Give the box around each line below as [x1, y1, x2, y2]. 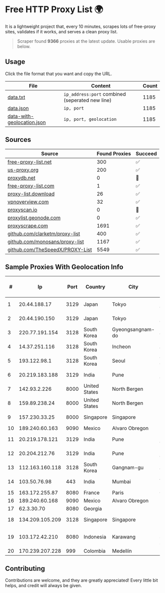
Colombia [83, 548, 106, 555]
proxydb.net [7, 174, 36, 181]
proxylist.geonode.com [7, 214, 61, 221]
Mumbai [112, 478, 131, 485]
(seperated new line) [63, 97, 112, 104]
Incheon [112, 343, 131, 350]
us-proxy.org [7, 166, 39, 173]
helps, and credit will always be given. [5, 583, 82, 589]
